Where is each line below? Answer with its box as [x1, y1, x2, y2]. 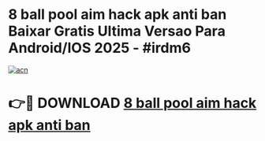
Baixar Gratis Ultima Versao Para [8, 22, 226, 40]
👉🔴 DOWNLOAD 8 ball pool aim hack [8, 95, 257, 112]
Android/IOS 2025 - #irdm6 [8, 39, 192, 57]
